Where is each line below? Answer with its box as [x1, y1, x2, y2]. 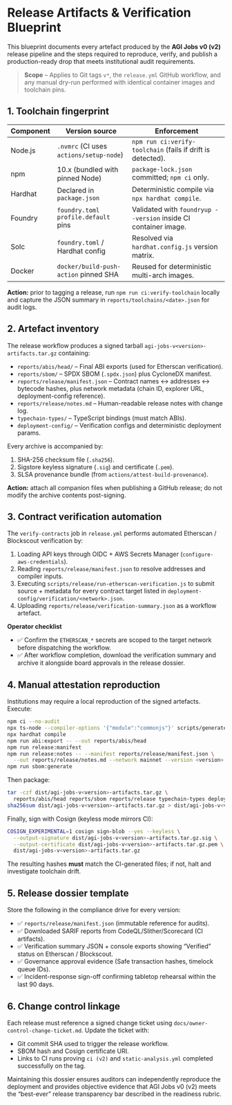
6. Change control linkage [7, 1000, 121, 1012]
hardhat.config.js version [132, 241, 218, 251]
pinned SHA [79, 269, 119, 279]
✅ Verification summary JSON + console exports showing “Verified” [17, 942, 211, 950]
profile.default [57, 213, 110, 221]
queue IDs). [17, 965, 50, 973]
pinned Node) [57, 173, 102, 183]
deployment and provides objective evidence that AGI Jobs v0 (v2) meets [7, 1082, 217, 1090]
